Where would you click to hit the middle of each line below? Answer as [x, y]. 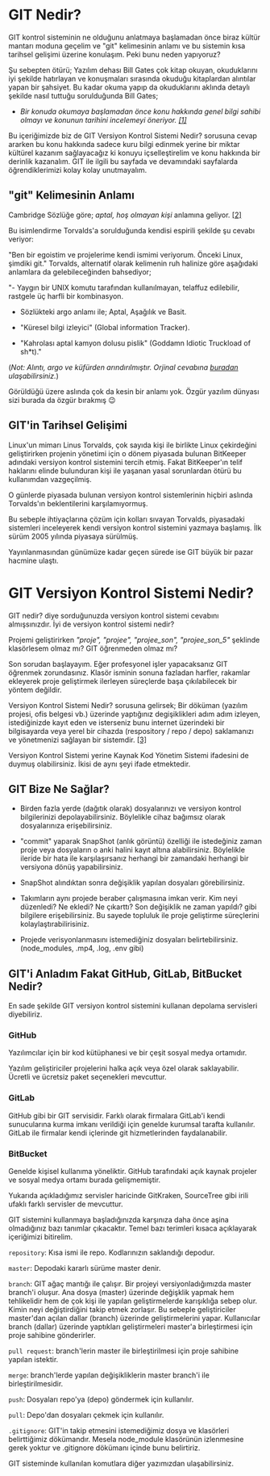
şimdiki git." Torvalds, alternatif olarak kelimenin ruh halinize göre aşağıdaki [133, 263]
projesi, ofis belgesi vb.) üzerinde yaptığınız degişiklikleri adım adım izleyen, [134, 714]
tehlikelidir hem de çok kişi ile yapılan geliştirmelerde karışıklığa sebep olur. [133, 1301]
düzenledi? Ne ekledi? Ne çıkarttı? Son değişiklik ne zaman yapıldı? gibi [138, 907]
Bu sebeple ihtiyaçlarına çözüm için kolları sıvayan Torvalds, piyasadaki [127, 519]
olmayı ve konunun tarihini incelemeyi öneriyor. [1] [103, 120]
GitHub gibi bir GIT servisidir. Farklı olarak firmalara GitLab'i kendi [117, 1115]
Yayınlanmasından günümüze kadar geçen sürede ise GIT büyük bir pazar [131, 551]
